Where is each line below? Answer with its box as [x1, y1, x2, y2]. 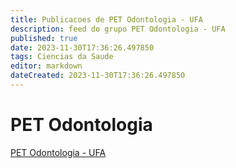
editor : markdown [10, 61, 83, 71]
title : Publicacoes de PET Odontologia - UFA [10, 14, 203, 25]
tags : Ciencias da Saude [10, 52, 114, 62]
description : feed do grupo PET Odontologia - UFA [10, 24, 226, 34]
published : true [10, 33, 78, 43]
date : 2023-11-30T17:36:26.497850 [10, 42, 155, 53]
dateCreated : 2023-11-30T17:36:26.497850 [10, 71, 186, 81]
